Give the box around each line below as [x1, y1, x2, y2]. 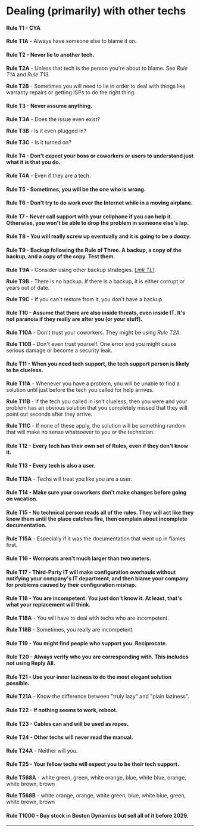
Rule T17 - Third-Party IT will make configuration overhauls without [6, 568, 176, 576]
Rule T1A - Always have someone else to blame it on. [6, 38, 137, 45]
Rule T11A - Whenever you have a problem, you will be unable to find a [6, 380, 180, 387]
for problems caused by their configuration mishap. [6, 581, 137, 588]
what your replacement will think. [6, 601, 91, 608]
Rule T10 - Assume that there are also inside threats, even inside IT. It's [6, 309, 186, 317]
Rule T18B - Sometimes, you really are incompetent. [6, 626, 134, 633]
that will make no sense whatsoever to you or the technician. [6, 428, 155, 435]
